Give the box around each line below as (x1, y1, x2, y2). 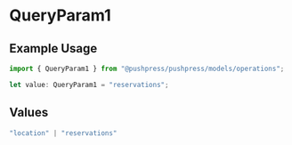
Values (9, 105, 49, 120)
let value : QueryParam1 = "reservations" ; (9, 80, 169, 89)
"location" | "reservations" (9, 128, 118, 138)
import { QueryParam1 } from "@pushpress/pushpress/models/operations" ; (9, 64, 285, 73)
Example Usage (9, 41, 98, 56)
